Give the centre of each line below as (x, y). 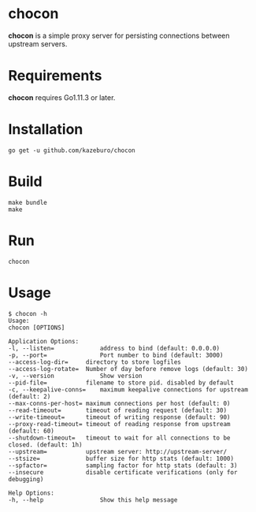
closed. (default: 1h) (45, 445)
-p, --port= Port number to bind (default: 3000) (116, 355)
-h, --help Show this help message (93, 500)
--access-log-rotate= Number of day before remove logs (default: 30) (128, 369)
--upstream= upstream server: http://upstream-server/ (117, 451)
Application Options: (44, 341)
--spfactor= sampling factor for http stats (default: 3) (123, 466)
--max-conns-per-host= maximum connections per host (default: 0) (119, 403)
